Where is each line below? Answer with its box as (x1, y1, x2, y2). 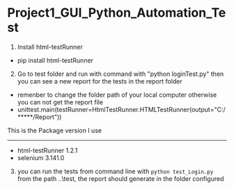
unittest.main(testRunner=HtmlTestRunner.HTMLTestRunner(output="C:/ (17, 105, 226, 113)
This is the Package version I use (7, 126, 102, 134)
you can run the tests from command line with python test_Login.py (17, 167, 214, 175)
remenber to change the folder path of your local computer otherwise (17, 90, 217, 99)
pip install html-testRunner (17, 56, 94, 64)
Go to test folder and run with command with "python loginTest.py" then (17, 70, 224, 78)
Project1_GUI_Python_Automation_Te (7, 5, 226, 21)
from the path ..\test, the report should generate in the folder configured (17, 174, 224, 182)
